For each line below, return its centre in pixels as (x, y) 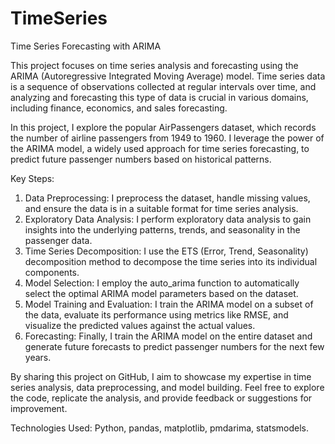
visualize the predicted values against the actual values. (140, 325)
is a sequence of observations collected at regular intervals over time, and (163, 86)
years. (38, 357)
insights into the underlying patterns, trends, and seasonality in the (162, 229)
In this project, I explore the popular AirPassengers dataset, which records (163, 127)
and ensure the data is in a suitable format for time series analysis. (161, 208)
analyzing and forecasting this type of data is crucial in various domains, (159, 97)
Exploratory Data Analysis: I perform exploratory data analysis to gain (168, 219)
